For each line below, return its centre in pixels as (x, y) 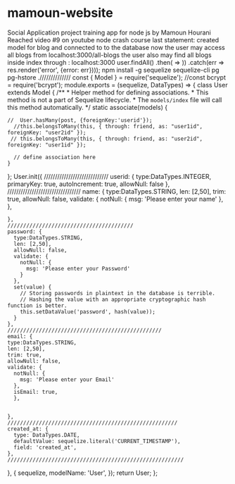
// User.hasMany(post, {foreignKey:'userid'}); (80, 120)
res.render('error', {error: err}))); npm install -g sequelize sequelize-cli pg (113, 70)
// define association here (55, 157)
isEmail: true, (36, 392)
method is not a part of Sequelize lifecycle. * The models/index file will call (115, 99)
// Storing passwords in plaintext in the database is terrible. (118, 293)
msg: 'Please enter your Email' (67, 379)
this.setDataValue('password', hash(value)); (88, 311)
